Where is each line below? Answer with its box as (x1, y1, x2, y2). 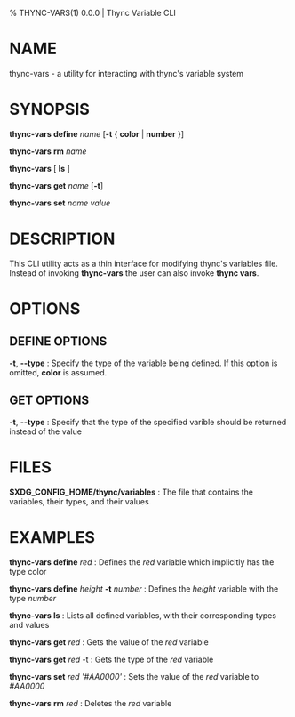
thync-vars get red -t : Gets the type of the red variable (9, 654, 214, 665)
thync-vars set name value (9, 197, 111, 208)
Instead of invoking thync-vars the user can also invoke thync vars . (9, 267, 259, 278)
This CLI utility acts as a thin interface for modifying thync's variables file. (9, 258, 278, 269)
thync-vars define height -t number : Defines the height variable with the (9, 583, 279, 594)
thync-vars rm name (9, 146, 87, 157)
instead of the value (9, 426, 83, 437)
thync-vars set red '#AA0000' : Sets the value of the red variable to (9, 671, 259, 681)
